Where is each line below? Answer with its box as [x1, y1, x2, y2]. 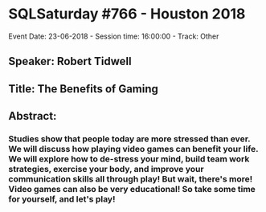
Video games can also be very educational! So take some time [8, 184, 256, 195]
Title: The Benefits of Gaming [8, 82, 159, 96]
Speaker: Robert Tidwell [8, 55, 132, 68]
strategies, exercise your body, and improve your [8, 164, 204, 175]
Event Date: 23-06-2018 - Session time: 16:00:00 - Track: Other [8, 31, 219, 41]
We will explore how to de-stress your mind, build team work [8, 153, 250, 165]
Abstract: [8, 109, 57, 123]
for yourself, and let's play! [8, 194, 116, 205]
